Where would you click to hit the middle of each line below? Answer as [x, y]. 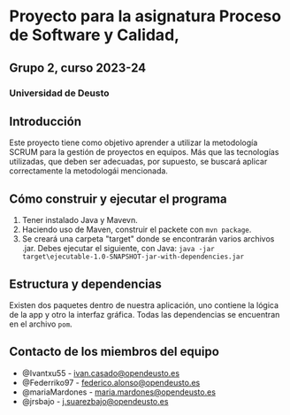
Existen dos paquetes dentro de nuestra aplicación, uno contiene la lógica [144, 305]
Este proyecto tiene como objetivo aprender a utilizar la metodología [134, 142]
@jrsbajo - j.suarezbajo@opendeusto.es [95, 401]
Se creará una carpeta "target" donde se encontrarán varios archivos [148, 239]
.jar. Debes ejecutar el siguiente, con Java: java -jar [118, 249]
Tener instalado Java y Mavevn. [80, 220]
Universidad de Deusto [59, 93]
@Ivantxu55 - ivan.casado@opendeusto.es [100, 373]
